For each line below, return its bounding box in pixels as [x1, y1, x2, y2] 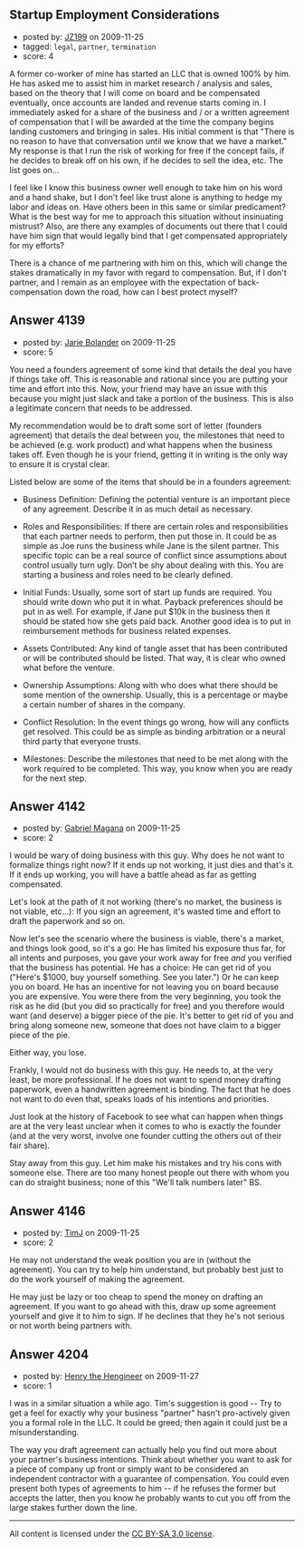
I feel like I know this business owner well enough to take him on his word [9, 181, 283, 193]
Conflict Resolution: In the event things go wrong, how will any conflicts [22, 716, 290, 727]
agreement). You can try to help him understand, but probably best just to [9, 1264, 284, 1275]
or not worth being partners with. [9, 1320, 133, 1331]
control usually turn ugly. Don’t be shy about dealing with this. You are [22, 559, 284, 570]
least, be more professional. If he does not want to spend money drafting [9, 1075, 281, 1085]
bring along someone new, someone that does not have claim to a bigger [9, 1020, 281, 1031]
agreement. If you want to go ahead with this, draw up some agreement [9, 1301, 277, 1312]
